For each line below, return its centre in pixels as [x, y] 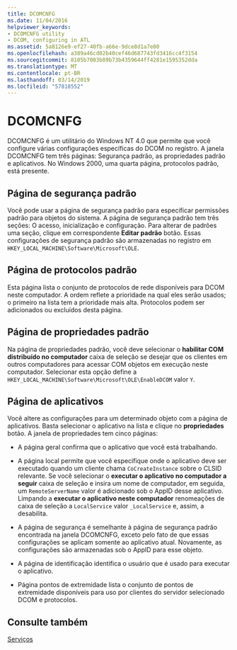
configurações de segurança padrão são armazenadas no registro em [109, 240]
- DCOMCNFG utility [36, 34]
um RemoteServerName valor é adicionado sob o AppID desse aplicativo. [121, 491]
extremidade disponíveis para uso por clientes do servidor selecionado [121, 593]
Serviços [20, 639]
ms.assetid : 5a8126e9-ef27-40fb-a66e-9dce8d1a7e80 [83, 47]
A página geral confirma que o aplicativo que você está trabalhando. [117, 447]
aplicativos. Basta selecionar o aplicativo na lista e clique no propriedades [116, 426]
